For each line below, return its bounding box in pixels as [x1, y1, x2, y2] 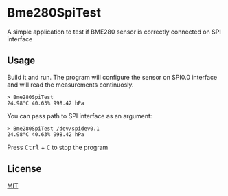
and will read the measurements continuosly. [7, 80, 134, 89]
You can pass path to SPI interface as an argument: [7, 111, 152, 120]
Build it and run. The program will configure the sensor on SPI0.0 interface [7, 73, 218, 81]
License [7, 163, 42, 175]
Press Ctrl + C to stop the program [7, 143, 109, 151]
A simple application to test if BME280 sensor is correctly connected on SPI [7, 28, 222, 36]
